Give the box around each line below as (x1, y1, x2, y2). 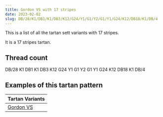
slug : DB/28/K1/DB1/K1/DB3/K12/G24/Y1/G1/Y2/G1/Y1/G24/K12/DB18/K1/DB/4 (5, 16, 158, 21)
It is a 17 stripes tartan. (5, 39, 51, 45)
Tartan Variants (7, 95, 45, 102)
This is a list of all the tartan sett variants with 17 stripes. (5, 30, 120, 36)
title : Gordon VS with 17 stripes (5, 7, 77, 12)
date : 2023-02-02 (5, 12, 41, 17)
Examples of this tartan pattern (5, 81, 103, 89)
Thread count (5, 54, 48, 62)
